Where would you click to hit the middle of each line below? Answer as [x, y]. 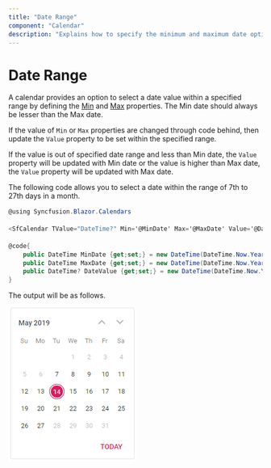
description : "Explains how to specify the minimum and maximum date [128, 34]
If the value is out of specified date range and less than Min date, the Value [133, 154]
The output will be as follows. [57, 296]
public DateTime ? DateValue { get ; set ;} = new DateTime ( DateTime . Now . [142, 272]
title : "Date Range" [43, 17]
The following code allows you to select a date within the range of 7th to [128, 188]
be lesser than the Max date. [56, 115]
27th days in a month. [44, 196]
